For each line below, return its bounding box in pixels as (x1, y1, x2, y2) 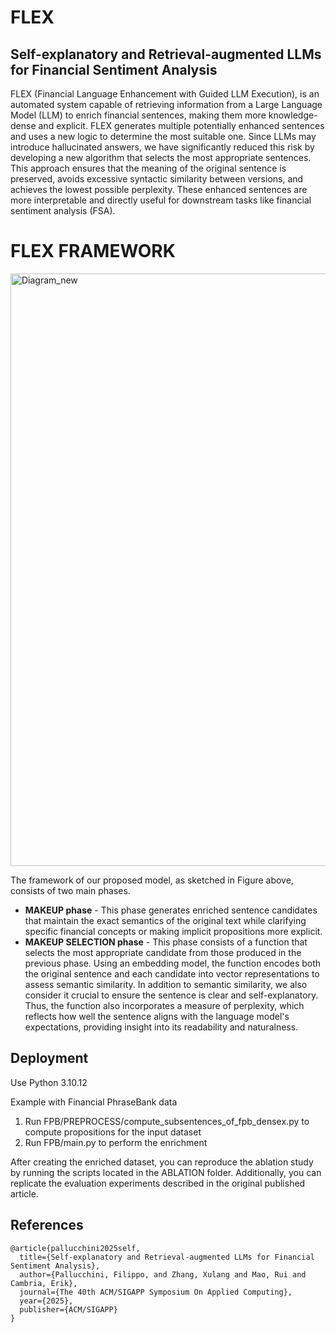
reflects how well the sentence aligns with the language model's (24, 1010, 290, 1022)
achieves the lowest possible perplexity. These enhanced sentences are (10, 184, 308, 195)
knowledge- (268, 109, 318, 121)
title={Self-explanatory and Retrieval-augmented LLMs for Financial (19, 1252, 315, 1262)
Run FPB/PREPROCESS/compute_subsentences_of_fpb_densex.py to (24, 1115, 310, 1127)
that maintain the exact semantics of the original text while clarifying (24, 914, 307, 926)
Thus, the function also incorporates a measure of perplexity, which (24, 999, 305, 1011)
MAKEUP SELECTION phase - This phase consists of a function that (24, 936, 308, 948)
